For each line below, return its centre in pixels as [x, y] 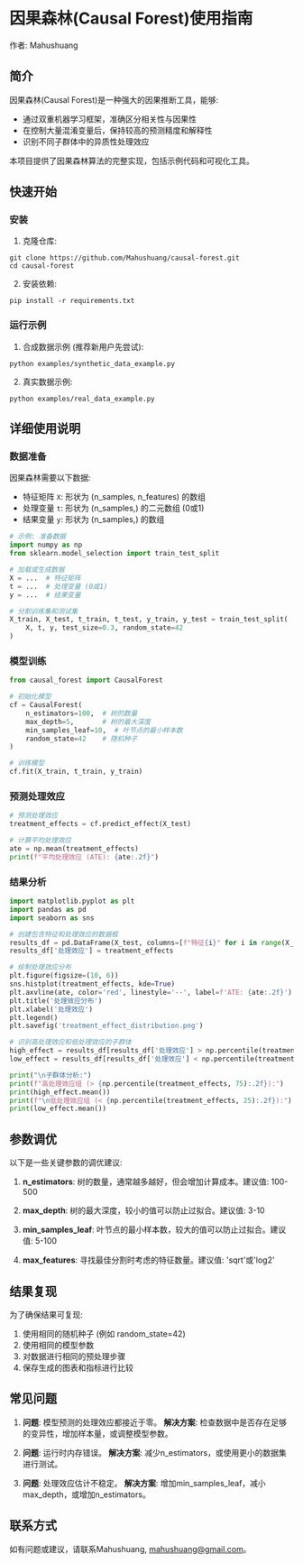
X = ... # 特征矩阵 [45, 578]
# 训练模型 [27, 763]
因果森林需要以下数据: [50, 478]
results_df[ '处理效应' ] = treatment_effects [92, 951]
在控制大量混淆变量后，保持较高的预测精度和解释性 [117, 130]
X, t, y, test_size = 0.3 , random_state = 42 [104, 628]
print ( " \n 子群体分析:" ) [50, 1075]
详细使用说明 [45, 429]
